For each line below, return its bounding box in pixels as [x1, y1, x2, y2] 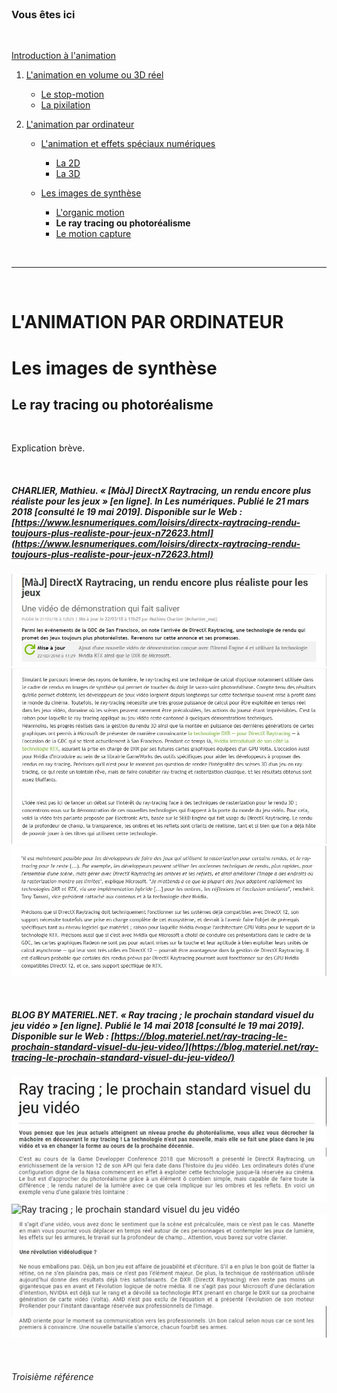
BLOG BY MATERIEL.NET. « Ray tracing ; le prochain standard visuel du [11, 1008, 314, 1021]
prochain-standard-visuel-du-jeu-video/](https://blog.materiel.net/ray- [11, 1040, 319, 1052]
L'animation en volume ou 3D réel [25, 69, 164, 81]
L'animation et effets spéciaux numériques [40, 138, 216, 150]
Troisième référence [11, 1371, 94, 1383]
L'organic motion [55, 207, 125, 219]
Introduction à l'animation [11, 50, 117, 62]
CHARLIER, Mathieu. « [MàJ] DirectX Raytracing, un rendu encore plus [11, 485, 312, 497]
